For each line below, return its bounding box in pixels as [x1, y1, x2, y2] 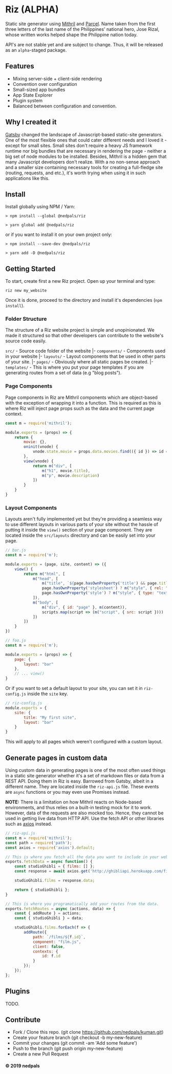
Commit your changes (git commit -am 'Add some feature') [12, 1040, 137, 1046]
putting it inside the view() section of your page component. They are [5, 527, 153, 533]
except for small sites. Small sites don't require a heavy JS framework [5, 142, 153, 149]
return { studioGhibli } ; [14, 887, 70, 893]
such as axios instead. [5, 821, 52, 827]
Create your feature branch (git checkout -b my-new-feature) [12, 1034, 142, 1041]
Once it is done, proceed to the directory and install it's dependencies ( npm [5, 297, 162, 303]
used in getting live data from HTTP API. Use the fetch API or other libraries [5, 815, 164, 822]
